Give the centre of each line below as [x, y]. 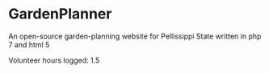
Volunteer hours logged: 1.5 [54, 60]
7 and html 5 [29, 44]
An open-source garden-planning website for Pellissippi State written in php [135, 36]
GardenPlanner [60, 14]
